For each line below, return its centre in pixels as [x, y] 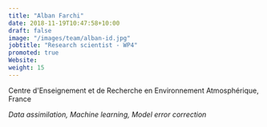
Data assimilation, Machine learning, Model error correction [107, 114]
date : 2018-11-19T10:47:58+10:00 [64, 23]
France [20, 99]
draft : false [30, 30]
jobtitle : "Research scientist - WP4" [73, 46]
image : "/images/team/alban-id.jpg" [69, 38]
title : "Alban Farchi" [46, 16]
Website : [23, 61]
